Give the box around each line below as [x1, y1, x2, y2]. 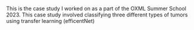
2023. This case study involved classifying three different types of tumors [6, 11, 188, 18]
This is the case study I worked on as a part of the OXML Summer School [6, 5, 187, 12]
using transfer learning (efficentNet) [6, 18, 95, 24]
